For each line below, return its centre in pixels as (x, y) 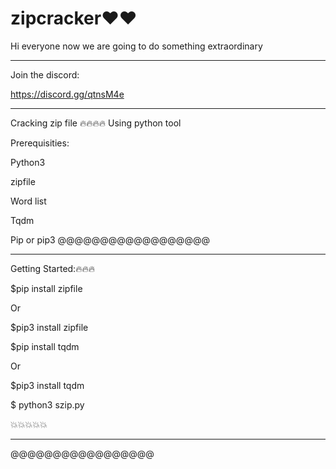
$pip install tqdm (45, 346)
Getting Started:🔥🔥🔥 (52, 268)
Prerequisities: (40, 143)
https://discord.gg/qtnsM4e (67, 94)
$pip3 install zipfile (49, 327)
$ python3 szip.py (47, 404)
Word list (28, 201)
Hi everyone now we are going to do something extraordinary (136, 46)
